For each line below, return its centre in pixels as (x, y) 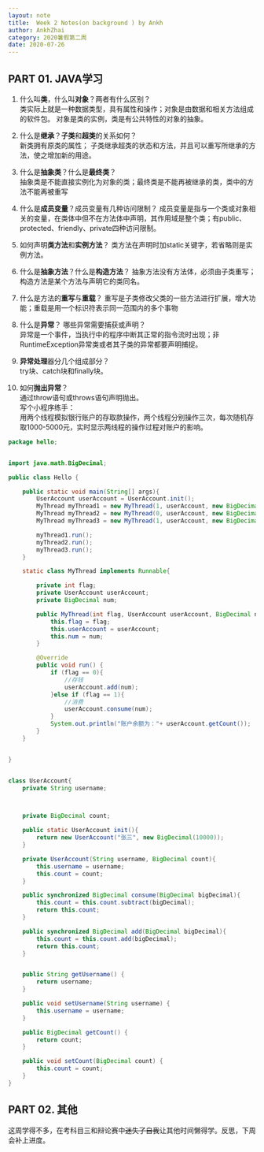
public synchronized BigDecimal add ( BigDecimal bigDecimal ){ (124, 931)
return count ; (59, 1040)
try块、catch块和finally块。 (63, 370)
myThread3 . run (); (64, 550)
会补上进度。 (29, 1140)
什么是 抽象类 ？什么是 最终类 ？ (68, 172)
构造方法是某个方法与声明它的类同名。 (81, 281)
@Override (52, 658)
